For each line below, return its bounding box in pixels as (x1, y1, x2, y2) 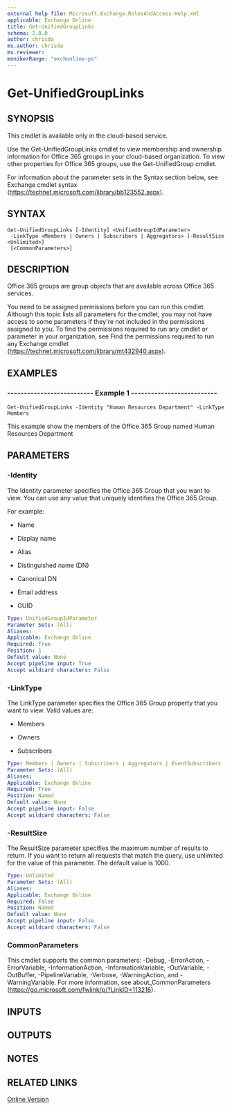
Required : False (7, 898, 54, 905)
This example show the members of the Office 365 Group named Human (7, 422, 215, 431)
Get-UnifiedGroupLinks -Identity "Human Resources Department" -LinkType (7, 404, 225, 411)
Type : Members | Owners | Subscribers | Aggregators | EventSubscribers (7, 760, 222, 767)
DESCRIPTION (7, 263, 69, 275)
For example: (7, 507, 45, 515)
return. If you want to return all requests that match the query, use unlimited (7, 851, 224, 860)
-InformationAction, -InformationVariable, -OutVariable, (48, 963, 206, 972)
